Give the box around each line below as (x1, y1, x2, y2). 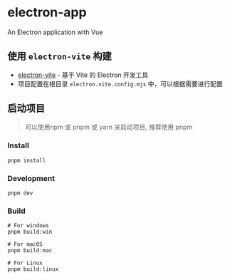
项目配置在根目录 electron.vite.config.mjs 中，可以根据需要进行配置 (17, 79, 223, 88)
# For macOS (7, 241, 43, 248)
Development (7, 173, 56, 183)
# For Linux (7, 259, 43, 267)
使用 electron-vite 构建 (7, 51, 112, 63)
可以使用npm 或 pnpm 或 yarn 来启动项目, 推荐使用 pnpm (24, 123, 193, 131)
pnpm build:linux (7, 266, 59, 273)
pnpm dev (7, 190, 33, 197)
